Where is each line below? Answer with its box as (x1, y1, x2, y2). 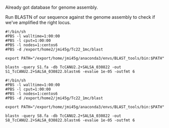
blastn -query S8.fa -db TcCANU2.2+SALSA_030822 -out (5, 113, 122, 118)
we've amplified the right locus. (5, 20, 71, 25)
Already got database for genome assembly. (5, 5, 98, 10)
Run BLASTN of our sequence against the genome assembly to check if (5, 14, 155, 20)
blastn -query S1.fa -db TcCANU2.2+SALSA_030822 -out (5, 65, 122, 70)
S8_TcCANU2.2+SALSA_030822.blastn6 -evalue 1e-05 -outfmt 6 (5, 118, 136, 123)
